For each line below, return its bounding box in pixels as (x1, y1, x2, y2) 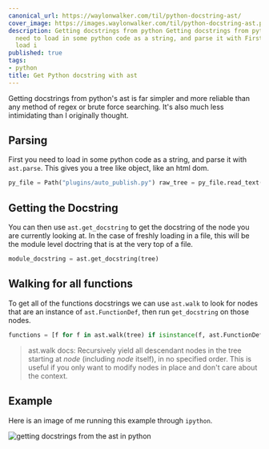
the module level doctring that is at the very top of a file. (8, 240, 194, 249)
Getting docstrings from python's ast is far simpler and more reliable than (8, 93, 251, 103)
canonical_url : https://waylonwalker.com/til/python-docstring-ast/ (8, 11, 242, 20)
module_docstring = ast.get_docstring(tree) (8, 255, 159, 263)
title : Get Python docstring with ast (8, 71, 138, 79)
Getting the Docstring (8, 201, 118, 215)
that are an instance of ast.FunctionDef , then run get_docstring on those (8, 306, 250, 317)
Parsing (8, 134, 48, 148)
